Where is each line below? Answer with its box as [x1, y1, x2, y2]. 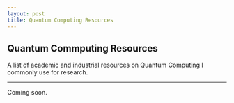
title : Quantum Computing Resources [7, 17, 114, 24]
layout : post [7, 10, 45, 17]
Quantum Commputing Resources [7, 42, 158, 54]
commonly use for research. [7, 68, 88, 77]
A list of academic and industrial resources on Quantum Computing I [7, 61, 203, 70]
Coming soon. [7, 88, 47, 97]
